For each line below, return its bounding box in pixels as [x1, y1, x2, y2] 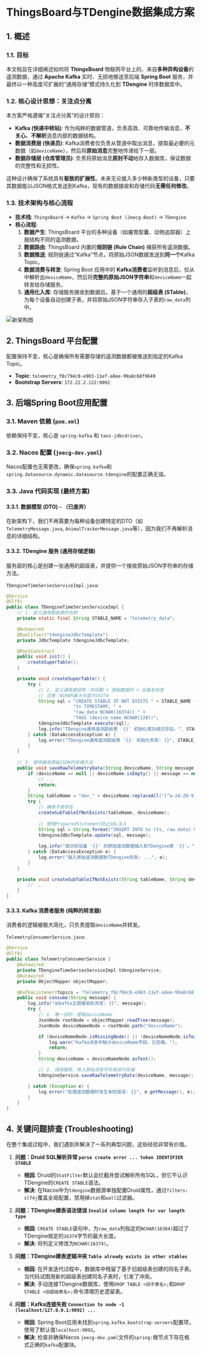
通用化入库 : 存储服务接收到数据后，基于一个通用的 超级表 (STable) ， [23, 289, 191, 296]
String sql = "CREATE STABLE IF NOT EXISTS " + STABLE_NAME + [38, 698, 197, 704]
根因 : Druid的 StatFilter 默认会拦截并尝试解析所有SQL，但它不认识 [23, 1171, 188, 1179]
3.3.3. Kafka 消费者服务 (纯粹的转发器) [6, 907, 102, 914]
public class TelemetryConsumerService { [6, 956, 111, 963]
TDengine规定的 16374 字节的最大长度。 [23, 1232, 120, 1239]
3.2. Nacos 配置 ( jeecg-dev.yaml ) [6, 448, 102, 456]
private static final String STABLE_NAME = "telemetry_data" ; [17, 615, 175, 621]
